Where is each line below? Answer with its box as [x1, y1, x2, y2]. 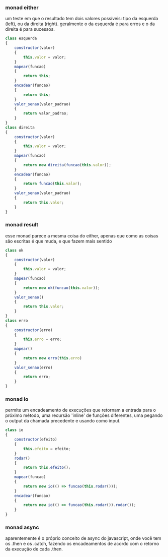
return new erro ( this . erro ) [23, 355, 82, 360]
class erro [5, 318, 28, 323]
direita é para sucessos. [5, 26, 55, 32]
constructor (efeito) [14, 437, 57, 442]
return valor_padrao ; [23, 111, 69, 116]
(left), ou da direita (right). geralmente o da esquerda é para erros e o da [5, 21, 155, 27]
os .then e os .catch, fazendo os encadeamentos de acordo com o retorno [5, 541, 159, 547]
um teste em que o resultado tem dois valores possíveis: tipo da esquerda [5, 16, 158, 22]
